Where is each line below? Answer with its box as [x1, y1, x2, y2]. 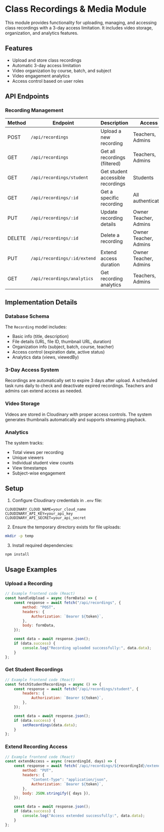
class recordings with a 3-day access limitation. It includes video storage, [5, 24, 153, 30]
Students [133, 174, 154, 181]
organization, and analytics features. [5, 30, 79, 36]
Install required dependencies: [12, 542, 74, 548]
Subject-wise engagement [12, 470, 66, 476]
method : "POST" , [22, 605, 56, 610]
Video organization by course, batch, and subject [12, 68, 111, 73]
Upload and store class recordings [12, 57, 82, 63]
